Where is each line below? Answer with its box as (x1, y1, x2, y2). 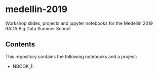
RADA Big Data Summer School (5, 25, 71, 31)
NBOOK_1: (12, 63, 34, 69)
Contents (5, 40, 35, 49)
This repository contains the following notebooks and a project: (5, 53, 138, 59)
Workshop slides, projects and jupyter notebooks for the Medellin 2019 (5, 20, 153, 26)
